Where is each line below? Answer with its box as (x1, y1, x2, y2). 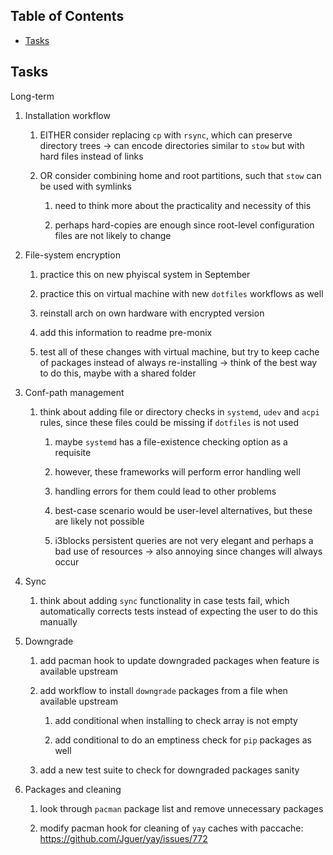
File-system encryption (24, 249, 121, 261)
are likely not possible (54, 515, 145, 527)
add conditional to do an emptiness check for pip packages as (54, 734, 312, 746)
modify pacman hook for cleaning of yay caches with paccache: (39, 822, 304, 834)
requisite (54, 446, 92, 458)
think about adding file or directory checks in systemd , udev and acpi (39, 405, 320, 418)
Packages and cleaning (24, 783, 122, 795)
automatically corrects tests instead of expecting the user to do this (39, 605, 318, 617)
